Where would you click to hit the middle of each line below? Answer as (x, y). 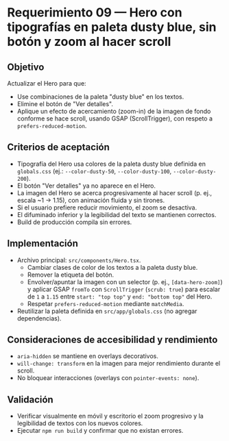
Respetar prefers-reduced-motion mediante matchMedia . (106, 303)
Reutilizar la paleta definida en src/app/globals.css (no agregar (107, 311)
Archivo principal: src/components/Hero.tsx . (79, 260)
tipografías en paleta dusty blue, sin (112, 27)
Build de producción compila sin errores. (74, 222)
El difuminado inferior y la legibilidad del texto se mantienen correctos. (117, 214)
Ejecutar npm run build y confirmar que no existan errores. (100, 431)
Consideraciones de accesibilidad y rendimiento (112, 340)
